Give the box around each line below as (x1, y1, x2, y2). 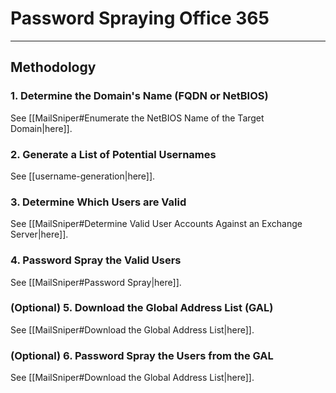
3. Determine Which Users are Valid (10, 195, 187, 209)
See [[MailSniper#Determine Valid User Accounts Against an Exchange (10, 218, 303, 230)
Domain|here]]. (10, 122, 73, 134)
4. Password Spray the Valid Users (10, 253, 182, 267)
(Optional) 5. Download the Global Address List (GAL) (10, 301, 274, 315)
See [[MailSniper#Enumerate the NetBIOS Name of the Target (10, 112, 265, 124)
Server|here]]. (10, 228, 69, 241)
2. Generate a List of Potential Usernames (10, 147, 217, 161)
